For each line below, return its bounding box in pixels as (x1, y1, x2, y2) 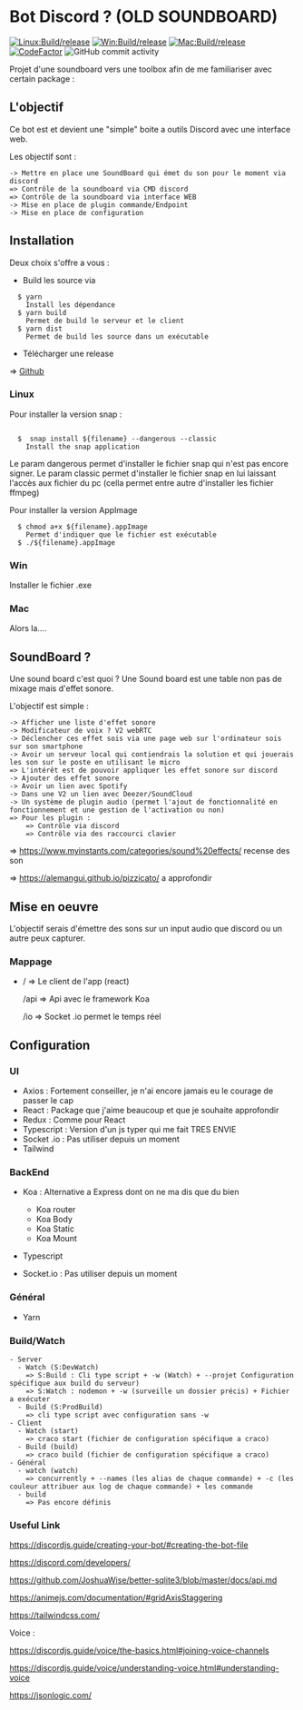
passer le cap (22, 1095, 74, 1106)
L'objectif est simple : (9, 701, 89, 712)
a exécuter (9, 1394, 51, 1404)
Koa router (35, 1204, 76, 1215)
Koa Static (35, 1223, 75, 1234)
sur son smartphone (9, 742, 83, 751)
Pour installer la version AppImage (9, 504, 138, 515)
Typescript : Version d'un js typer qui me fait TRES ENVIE (22, 1124, 237, 1135)
